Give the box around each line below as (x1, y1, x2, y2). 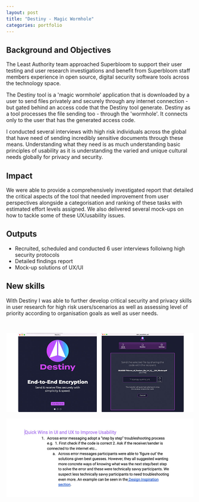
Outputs (6, 229, 37, 239)
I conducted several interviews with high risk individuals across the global (6, 128, 187, 135)
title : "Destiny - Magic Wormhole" (6, 15, 94, 22)
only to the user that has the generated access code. (6, 117, 135, 124)
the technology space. (6, 80, 61, 87)
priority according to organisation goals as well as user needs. (6, 310, 159, 317)
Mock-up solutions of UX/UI (14, 264, 84, 271)
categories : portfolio (6, 22, 62, 28)
